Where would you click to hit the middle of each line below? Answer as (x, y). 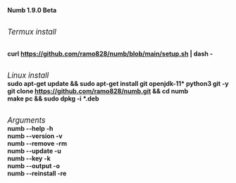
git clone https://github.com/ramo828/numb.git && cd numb (98, 91)
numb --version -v (35, 136)
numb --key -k (29, 158)
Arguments (26, 120)
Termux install (32, 32)
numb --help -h (30, 128)
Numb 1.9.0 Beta (32, 10)
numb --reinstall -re (37, 173)
